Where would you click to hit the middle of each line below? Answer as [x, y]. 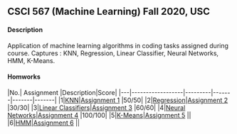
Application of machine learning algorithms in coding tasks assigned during [118, 45]
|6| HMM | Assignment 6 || [44, 123]
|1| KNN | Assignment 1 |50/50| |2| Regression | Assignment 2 [143, 100]
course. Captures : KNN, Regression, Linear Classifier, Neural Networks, [113, 53]
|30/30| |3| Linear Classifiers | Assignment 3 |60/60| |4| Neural [96, 107]
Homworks [24, 77]
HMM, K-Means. [31, 60]
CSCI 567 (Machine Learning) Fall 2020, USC [109, 12]
